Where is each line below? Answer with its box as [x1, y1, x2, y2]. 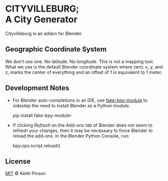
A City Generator [5, 14, 77, 25]
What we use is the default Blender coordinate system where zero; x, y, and [5, 64, 163, 70]
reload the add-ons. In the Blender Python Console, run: [12, 133, 130, 139]
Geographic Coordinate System [5, 45, 107, 53]
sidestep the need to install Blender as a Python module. [12, 102, 131, 108]
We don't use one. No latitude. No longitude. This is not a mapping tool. [5, 58, 154, 65]
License [5, 157, 31, 165]
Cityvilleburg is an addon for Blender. [5, 30, 82, 36]
